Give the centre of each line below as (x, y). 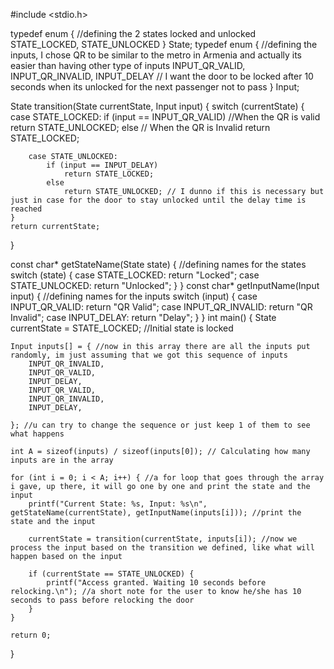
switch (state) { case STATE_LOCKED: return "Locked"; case (135, 275)
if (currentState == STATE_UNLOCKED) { (111, 574)
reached (26, 209)
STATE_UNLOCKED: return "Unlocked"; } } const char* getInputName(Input (165, 285)
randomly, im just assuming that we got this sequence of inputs (149, 355)
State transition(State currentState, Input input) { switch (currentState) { (157, 106)
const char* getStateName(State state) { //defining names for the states (158, 264)
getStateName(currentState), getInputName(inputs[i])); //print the (156, 513)
